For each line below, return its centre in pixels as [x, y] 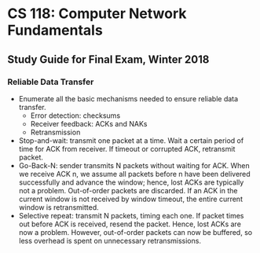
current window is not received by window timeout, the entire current [130, 199]
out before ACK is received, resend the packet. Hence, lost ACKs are [130, 224]
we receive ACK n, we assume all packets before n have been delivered [134, 174]
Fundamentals [55, 30]
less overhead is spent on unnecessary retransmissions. [110, 240]
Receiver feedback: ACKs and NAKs [89, 123]
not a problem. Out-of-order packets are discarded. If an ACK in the [128, 190]
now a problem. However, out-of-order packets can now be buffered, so [135, 232]
